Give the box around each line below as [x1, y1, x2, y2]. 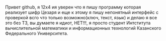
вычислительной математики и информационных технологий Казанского [5, 25, 162, 31]
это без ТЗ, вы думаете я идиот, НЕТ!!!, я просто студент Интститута [5, 20, 151, 26]
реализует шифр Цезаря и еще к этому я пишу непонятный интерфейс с [5, 9, 159, 15]
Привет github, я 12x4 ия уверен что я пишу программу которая [5, 4, 141, 10]
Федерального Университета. [5, 31, 69, 36]
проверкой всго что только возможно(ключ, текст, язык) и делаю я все [5, 15, 158, 20]
